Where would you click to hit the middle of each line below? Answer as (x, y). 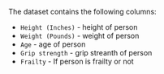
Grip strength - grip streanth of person (86, 53)
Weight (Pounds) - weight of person (80, 36)
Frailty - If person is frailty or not (77, 61)
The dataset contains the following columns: (82, 12)
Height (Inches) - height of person (79, 27)
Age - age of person (53, 44)
